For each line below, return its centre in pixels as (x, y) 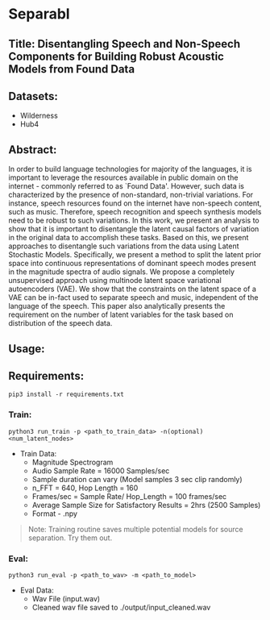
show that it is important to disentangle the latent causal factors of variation (134, 229)
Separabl (39, 14)
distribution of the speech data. (60, 323)
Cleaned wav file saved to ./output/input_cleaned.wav (121, 607)
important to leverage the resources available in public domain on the (123, 177)
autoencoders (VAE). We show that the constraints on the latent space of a (132, 289)
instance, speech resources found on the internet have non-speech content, (135, 203)
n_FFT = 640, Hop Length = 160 (85, 488)
